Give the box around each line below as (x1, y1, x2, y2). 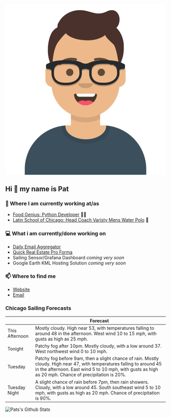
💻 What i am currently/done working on (5, 230, 106, 237)
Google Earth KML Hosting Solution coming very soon (12, 260, 126, 266)
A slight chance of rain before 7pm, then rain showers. (35, 379, 149, 385)
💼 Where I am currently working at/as (5, 200, 99, 207)
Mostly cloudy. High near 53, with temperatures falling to (35, 325, 154, 331)
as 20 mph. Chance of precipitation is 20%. (35, 372, 126, 378)
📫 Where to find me (5, 273, 56, 280)
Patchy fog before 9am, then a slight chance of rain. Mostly (35, 355, 159, 361)
